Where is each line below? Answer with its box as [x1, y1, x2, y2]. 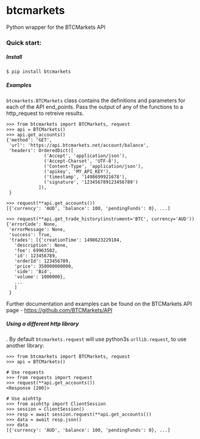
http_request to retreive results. [6, 109, 84, 117]
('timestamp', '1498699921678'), [44, 174, 128, 180]
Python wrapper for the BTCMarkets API [6, 23, 106, 31]
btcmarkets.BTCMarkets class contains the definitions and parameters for [6, 97, 186, 104]
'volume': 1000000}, [14, 274, 66, 280]
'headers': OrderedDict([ [8, 147, 74, 153]
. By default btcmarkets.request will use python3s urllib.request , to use [6, 335, 187, 343]
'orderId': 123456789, [14, 258, 71, 264]
